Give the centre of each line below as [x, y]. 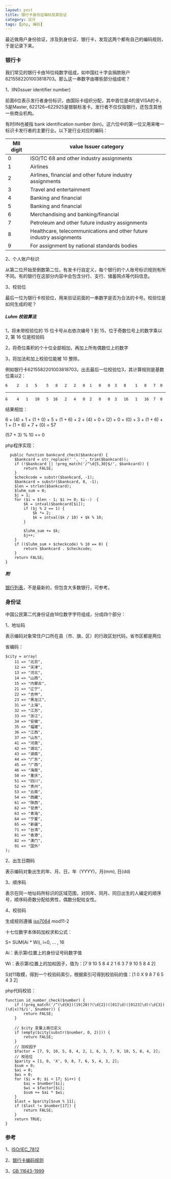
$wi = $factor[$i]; [44, 1088]
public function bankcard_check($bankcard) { [59, 455]
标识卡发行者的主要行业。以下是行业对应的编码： [56, 130]
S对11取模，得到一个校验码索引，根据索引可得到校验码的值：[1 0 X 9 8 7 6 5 [84, 974]
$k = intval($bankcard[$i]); [54, 504]
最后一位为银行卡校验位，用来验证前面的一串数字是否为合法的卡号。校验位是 [85, 298]
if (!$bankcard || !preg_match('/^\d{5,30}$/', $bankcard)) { [82, 464]
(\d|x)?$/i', [19, 1009]
